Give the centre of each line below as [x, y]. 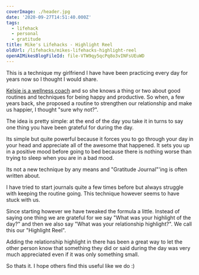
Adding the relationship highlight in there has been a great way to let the [94, 242]
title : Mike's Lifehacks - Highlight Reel [59, 45]
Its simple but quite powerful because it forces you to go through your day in [100, 139]
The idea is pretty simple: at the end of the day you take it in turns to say [95, 121]
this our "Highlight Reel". [36, 230]
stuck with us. [23, 200]
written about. [23, 175]
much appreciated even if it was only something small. [73, 254]
